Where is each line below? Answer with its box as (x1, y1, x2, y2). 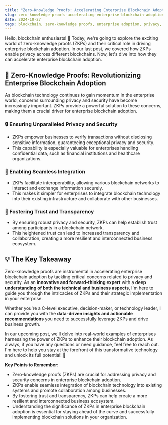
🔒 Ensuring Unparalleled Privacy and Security (5, 121, 118, 128)
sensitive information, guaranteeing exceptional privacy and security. (12, 139, 155, 146)
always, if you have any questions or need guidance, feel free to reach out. (5, 341, 159, 347)
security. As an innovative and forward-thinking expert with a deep (5, 279, 146, 285)
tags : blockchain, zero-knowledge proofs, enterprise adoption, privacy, (5, 21, 162, 27)
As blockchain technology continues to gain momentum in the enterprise (5, 92, 155, 98)
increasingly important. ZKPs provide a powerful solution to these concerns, (5, 103, 162, 109)
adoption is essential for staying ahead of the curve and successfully (12, 408, 155, 414)
